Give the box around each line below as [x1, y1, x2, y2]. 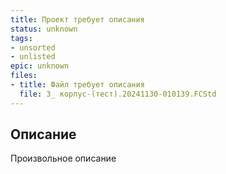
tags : [10, 33, 33, 43]
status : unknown [10, 24, 78, 34]
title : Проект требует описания [10, 14, 145, 25]
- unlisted [10, 52, 56, 62]
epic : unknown [10, 61, 70, 71]
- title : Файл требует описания [10, 80, 145, 90]
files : [10, 71, 38, 81]
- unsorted [10, 42, 56, 53]
